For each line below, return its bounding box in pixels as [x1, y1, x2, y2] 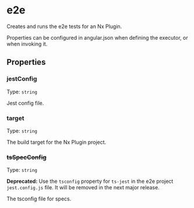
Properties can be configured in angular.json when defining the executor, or [6, 34, 188, 41]
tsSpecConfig [6, 153, 47, 161]
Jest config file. [6, 99, 44, 106]
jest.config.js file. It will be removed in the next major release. [6, 184, 160, 191]
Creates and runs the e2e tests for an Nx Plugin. [6, 23, 122, 30]
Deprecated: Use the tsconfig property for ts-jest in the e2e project [6, 178, 174, 185]
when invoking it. [6, 40, 48, 47]
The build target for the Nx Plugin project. [6, 138, 107, 145]
